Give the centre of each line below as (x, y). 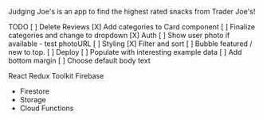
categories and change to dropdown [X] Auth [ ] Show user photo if (119, 35)
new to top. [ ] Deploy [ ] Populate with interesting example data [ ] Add (125, 52)
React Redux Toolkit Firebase (56, 76)
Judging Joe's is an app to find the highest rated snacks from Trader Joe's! (132, 12)
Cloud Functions (47, 108)
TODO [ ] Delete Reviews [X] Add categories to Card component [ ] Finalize (132, 27)
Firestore (35, 91)
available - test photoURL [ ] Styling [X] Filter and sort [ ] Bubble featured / (130, 44)
